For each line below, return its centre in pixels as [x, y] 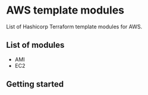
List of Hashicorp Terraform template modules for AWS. [74, 27]
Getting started [35, 84]
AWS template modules [65, 10]
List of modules [35, 45]
